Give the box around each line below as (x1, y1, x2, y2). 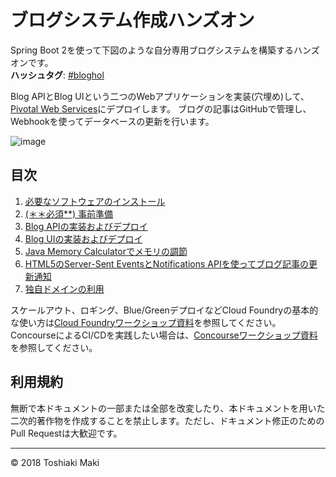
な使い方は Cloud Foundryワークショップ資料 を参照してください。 (10, 316, 282, 328)
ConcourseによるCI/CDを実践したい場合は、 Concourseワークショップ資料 (10, 329, 318, 341)
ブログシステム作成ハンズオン (10, 9, 255, 32)
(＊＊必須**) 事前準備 (24, 207, 113, 220)
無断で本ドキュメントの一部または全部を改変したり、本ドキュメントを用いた (10, 402, 326, 414)
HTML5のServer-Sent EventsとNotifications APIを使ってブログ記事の (24, 257, 309, 270)
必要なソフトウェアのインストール (24, 195, 166, 207)
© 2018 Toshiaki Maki (10, 456, 100, 468)
